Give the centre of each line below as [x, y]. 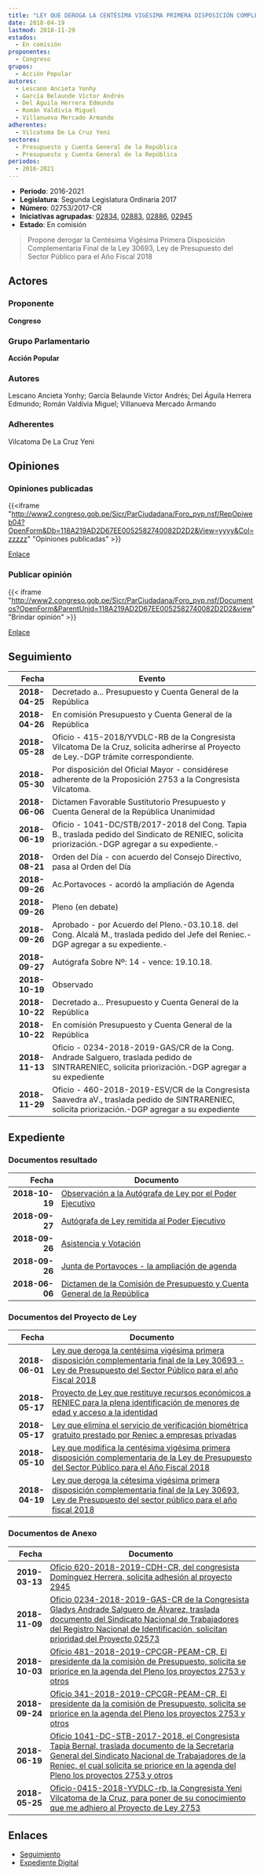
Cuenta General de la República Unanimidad [134, 812]
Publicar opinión [40, 574]
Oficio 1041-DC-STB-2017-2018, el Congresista [145, 1736]
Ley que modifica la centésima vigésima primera [141, 1448]
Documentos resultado [53, 1160]
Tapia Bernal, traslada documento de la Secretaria [142, 1745]
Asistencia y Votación [101, 1244]
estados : [22, 37]
